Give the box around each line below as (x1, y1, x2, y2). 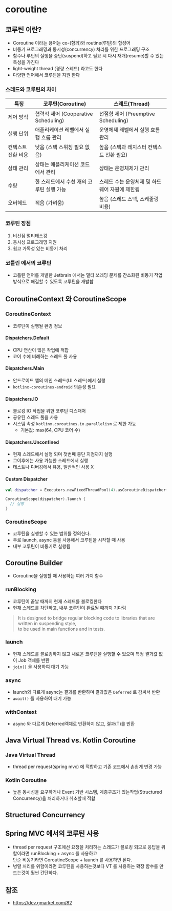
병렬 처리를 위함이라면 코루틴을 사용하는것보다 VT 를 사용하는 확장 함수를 (12, 863, 159, 869)
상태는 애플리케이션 (35, 161, 79, 168)
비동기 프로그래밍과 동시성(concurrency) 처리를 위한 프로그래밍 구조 (12, 46, 150, 52)
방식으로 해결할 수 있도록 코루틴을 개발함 (12, 278, 94, 284)
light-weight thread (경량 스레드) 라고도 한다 (12, 66, 103, 71)
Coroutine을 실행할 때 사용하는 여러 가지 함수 (12, 573, 103, 579)
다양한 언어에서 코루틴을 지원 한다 (12, 72, 80, 78)
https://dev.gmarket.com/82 (12, 900, 73, 906)
